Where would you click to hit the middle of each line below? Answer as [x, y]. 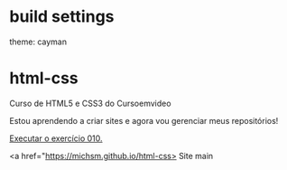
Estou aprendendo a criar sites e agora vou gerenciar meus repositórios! [144, 120]
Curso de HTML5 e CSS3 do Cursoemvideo [90, 103]
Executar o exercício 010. [56, 138]
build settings [62, 17]
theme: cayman [38, 42]
